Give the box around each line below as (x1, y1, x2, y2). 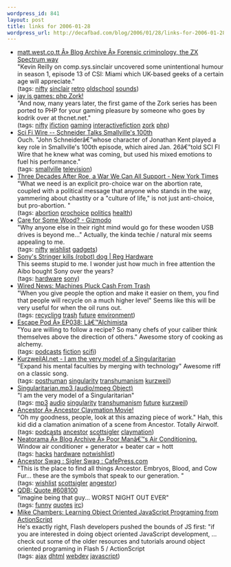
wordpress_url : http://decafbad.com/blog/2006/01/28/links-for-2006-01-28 (7, 29, 226, 36)
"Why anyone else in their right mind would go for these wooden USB (16, 223, 214, 232)
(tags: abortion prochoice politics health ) (16, 209, 133, 217)
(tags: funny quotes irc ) (16, 501, 84, 509)
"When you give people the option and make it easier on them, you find (16, 289, 219, 298)
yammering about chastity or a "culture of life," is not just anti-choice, (16, 194, 214, 203)
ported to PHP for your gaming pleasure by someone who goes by (16, 107, 205, 115)
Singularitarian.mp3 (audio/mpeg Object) (16, 384, 133, 392)
